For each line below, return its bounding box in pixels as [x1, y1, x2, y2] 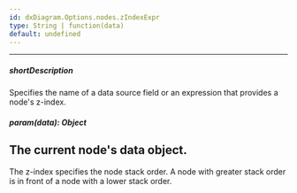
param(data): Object [9, 117, 87, 127]
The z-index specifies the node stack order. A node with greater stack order [9, 166, 286, 177]
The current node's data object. [9, 143, 187, 158]
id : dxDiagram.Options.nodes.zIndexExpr [9, 12, 161, 22]
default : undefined [9, 29, 81, 38]
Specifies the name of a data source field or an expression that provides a [9, 88, 278, 98]
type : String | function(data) [9, 21, 125, 30]
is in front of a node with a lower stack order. [9, 175, 172, 186]
